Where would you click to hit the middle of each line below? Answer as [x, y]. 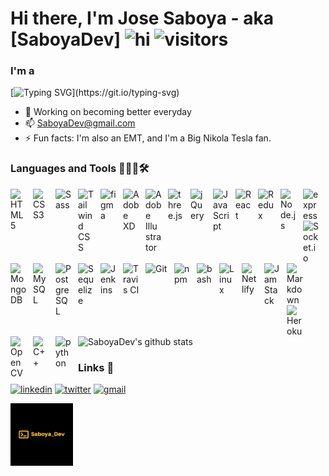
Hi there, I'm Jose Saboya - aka [142, 18]
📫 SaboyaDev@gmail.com [80, 123]
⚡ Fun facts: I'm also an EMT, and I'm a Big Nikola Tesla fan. [148, 138]
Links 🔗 [96, 367]
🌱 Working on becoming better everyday [108, 112]
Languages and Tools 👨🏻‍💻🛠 [80, 169]
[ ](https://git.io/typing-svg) [95, 93]
